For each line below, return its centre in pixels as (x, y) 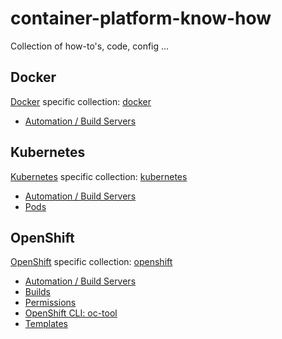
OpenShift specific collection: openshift (91, 262)
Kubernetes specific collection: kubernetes (99, 176)
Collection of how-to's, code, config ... (90, 46)
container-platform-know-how (141, 18)
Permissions (50, 303)
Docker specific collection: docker (81, 101)
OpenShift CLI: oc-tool (71, 313)
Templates (46, 324)
